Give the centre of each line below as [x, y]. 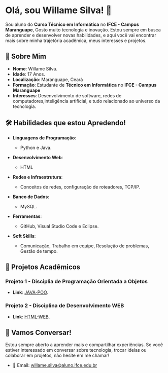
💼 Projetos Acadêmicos [43, 267]
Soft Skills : [24, 236]
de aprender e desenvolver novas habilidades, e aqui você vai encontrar [81, 35]
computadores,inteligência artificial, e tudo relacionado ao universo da [86, 101]
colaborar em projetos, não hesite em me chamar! [57, 356]
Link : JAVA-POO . [30, 292]
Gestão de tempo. [39, 251]
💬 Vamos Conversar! [39, 332]
